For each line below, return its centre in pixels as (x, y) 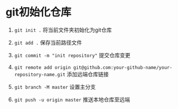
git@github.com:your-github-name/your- (123, 67)
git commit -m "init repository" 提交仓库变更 (72, 55)
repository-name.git (40, 74)
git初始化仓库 (39, 12)
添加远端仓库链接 (88, 74)
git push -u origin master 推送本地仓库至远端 (72, 99)
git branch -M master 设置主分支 (55, 86)
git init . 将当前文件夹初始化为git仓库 (63, 30)
